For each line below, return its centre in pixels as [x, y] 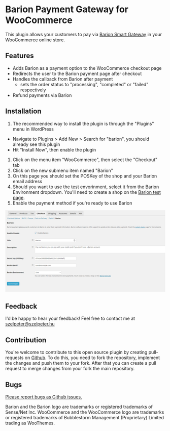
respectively [33, 90]
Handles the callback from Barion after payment [63, 79]
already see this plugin [36, 144]
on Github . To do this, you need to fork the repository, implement [92, 358]
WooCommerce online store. [35, 40]
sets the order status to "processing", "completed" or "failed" [84, 84]
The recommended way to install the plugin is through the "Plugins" [83, 123]
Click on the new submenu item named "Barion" [63, 170]
